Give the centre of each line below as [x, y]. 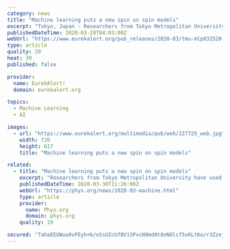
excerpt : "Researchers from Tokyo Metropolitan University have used [121, 178]
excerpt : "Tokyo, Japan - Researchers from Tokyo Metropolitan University [116, 26]
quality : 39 [24, 52]
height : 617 [36, 146]
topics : [18, 102]
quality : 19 [36, 223]
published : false [32, 64]
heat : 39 [20, 58]
